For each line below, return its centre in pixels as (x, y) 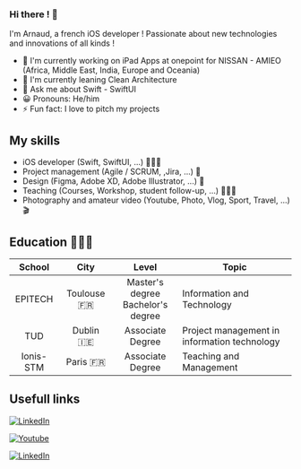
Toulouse (86, 293)
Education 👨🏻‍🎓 (52, 242)
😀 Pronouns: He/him (61, 99)
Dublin (86, 330)
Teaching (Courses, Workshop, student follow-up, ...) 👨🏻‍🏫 (129, 191)
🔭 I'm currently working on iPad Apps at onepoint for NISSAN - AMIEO (152, 61)
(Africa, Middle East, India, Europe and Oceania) (111, 70)
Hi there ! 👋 (34, 14)
